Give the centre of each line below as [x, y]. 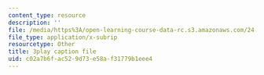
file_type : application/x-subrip [63, 37]
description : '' [35, 23]
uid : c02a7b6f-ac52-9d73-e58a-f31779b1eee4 [81, 59]
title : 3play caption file [52, 52]
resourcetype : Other [42, 45]
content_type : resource [47, 15]
